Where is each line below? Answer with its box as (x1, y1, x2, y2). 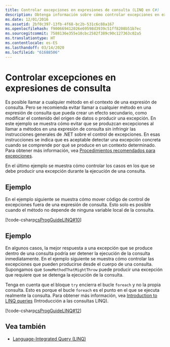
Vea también (5, 322, 46, 331)
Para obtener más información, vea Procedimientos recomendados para (5, 147, 156, 153)
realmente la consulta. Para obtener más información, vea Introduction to (5, 292, 158, 299)
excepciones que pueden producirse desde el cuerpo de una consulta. (5, 261, 153, 267)
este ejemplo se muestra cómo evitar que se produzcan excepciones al (5, 121, 154, 127)
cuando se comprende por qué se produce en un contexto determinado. (5, 142, 156, 148)
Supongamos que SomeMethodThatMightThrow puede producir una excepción (5, 266, 163, 273)
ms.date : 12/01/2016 (5, 17, 49, 22)
